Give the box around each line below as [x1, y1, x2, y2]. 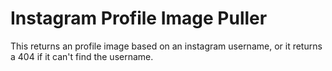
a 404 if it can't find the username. [10, 50, 154, 62]
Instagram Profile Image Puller [10, 7, 268, 30]
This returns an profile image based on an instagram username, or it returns [10, 40, 323, 52]
